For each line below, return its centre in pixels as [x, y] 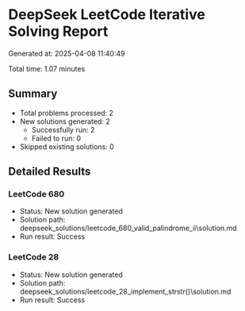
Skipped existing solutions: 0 [67, 146]
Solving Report [58, 31]
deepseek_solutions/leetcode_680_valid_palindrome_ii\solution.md [128, 228]
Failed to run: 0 [56, 138]
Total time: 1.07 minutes [47, 68]
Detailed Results [50, 172]
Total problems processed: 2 [66, 113]
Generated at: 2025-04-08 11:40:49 [67, 53]
